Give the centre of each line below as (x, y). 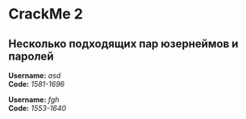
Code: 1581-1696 (37, 84)
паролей (31, 56)
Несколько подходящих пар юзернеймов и (123, 44)
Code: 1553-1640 (38, 108)
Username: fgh (34, 100)
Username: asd (35, 76)
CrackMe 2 (46, 14)
